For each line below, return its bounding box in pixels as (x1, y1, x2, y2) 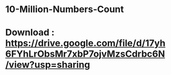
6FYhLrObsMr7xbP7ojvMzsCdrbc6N (5, 48, 165, 60)
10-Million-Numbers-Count (5, 4, 124, 15)
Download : (5, 27, 55, 39)
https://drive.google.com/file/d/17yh (5, 37, 165, 49)
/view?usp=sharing (5, 59, 91, 70)
